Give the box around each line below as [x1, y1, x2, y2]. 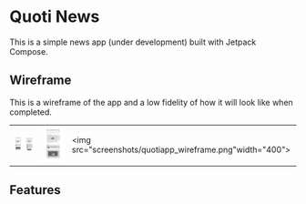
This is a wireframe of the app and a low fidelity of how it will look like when [9, 97, 293, 107]
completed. [9, 107, 52, 117]
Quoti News [9, 6, 100, 27]
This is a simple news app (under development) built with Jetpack [9, 36, 257, 47]
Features [9, 182, 61, 198]
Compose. [9, 46, 48, 56]
